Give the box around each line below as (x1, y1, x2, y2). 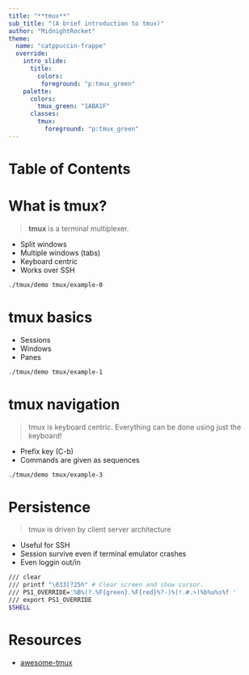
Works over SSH (19, 265, 75, 275)
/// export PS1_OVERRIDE (8, 596, 92, 604)
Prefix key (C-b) (19, 446, 74, 456)
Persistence (8, 498, 91, 516)
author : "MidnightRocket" (8, 27, 95, 35)
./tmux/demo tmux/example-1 (8, 368, 103, 376)
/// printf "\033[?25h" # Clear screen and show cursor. (8, 581, 205, 589)
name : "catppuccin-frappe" (15, 42, 107, 50)
